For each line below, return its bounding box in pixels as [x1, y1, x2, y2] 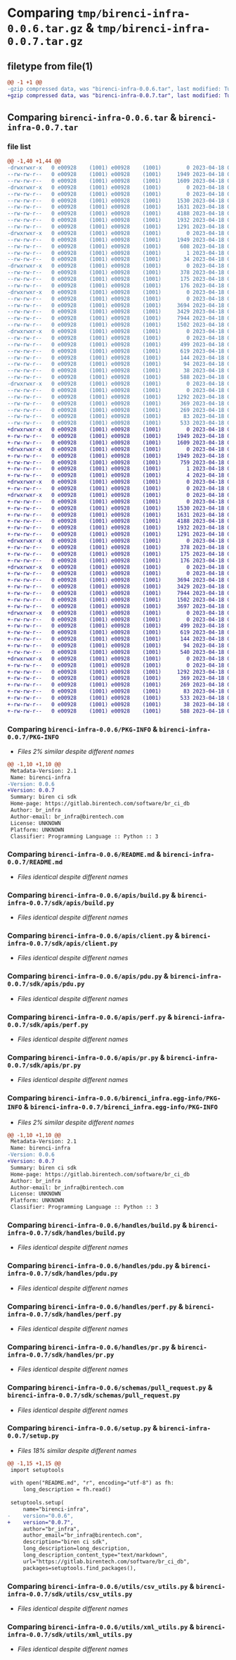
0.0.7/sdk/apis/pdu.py [7, 980, 85, 988]
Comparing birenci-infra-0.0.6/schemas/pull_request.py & [7, 1383, 213, 1392]
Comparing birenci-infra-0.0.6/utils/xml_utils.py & [7, 1621, 195, 1631]
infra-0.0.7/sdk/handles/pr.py [7, 1350, 114, 1359]
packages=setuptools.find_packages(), [22, 1564, 137, 1571]
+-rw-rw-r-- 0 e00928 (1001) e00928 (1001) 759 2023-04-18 [7, 459, 225, 466]
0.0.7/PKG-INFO [7, 733, 60, 741]
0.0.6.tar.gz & [7, 20, 95, 36]
